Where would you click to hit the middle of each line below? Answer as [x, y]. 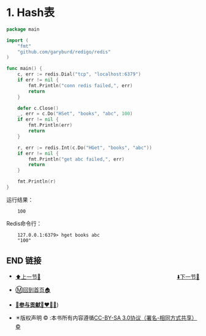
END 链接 [24, 261]
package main [23, 29]
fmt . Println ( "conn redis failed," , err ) [81, 86]
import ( [17, 40]
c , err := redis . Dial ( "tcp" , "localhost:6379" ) [79, 74]
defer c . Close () [38, 108]
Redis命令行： [24, 223]
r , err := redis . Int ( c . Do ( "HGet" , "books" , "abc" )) [85, 148]
